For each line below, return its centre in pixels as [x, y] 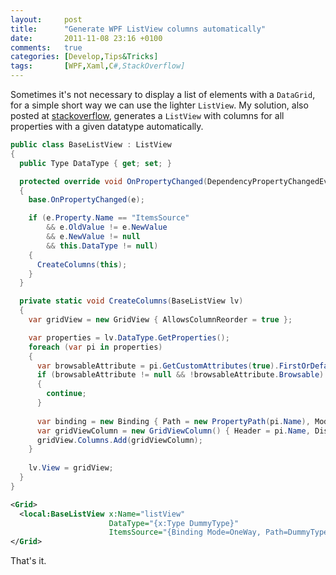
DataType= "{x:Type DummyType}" [174, 523]
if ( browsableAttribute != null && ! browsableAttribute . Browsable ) [180, 375]
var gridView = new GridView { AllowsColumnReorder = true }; [160, 320]
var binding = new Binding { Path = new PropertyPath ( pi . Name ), [173, 421]
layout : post [46, 19]
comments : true [46, 47]
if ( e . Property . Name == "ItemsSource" [109, 218]
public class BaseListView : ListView [91, 145]
